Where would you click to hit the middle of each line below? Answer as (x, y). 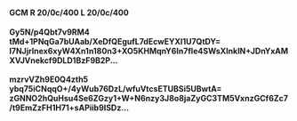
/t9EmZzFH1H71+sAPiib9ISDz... (69, 108)
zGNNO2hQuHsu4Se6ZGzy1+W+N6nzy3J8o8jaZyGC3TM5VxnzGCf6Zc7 (149, 99)
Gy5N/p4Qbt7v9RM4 (50, 32)
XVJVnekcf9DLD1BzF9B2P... (64, 60)
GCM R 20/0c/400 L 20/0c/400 (69, 12)
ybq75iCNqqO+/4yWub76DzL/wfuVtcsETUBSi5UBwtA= (116, 89)
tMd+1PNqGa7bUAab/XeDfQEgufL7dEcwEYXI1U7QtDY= (115, 42)
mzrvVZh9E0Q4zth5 (49, 79)
